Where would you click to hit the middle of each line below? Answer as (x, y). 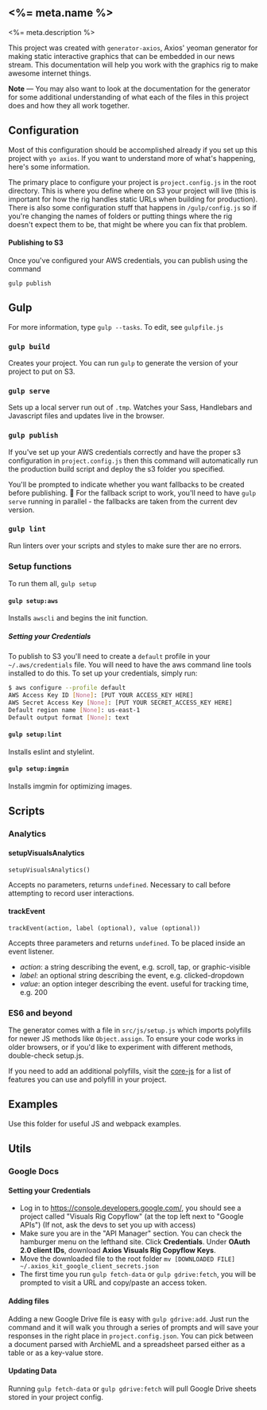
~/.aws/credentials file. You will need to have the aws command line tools (130, 665)
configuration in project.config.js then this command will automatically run (133, 460)
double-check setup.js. (46, 1056)
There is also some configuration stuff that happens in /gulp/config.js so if (132, 207)
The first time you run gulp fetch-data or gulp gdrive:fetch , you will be (138, 1275)
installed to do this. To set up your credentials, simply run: (103, 673)
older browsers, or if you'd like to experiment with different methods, (121, 1048)
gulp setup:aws (33, 601)
